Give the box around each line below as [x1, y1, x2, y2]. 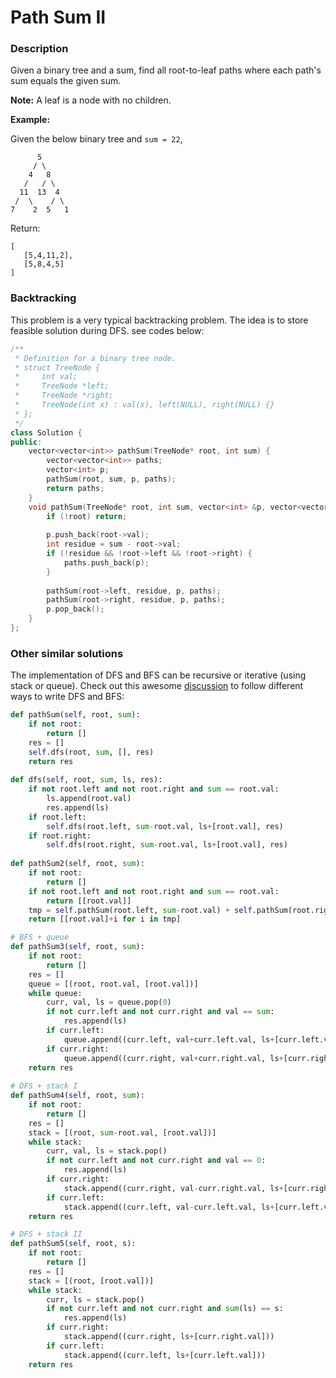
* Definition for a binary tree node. [14, 353, 177, 363]
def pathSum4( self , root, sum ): [10, 1091, 145, 1101]
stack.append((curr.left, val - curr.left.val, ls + [63, 1202, 275, 1212]
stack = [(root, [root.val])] [28, 1276, 155, 1286]
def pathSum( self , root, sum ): [10, 710, 141, 720]
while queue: [28, 988, 83, 998]
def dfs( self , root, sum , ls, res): [10, 775, 163, 785]
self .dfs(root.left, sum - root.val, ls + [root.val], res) [46, 821, 284, 831]
